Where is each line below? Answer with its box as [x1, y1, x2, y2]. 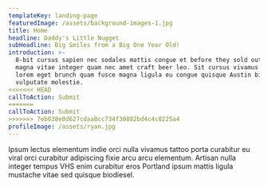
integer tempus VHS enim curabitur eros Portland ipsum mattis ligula [8, 161, 234, 171]
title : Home [8, 26, 48, 34]
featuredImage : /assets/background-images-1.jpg [8, 19, 173, 27]
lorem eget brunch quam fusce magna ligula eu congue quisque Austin [15, 71, 251, 79]
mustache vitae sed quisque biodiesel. [8, 169, 135, 179]
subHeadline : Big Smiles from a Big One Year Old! [8, 41, 180, 49]
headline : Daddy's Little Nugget [8, 33, 120, 42]
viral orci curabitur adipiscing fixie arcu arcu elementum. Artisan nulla [8, 153, 237, 162]
